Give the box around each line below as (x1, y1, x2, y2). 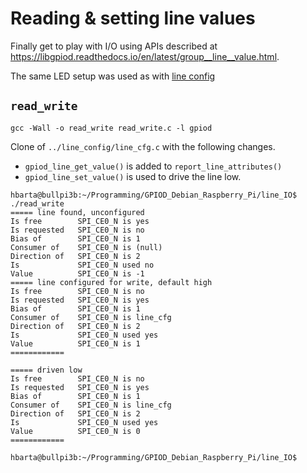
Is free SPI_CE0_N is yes (10, 216, 150, 226)
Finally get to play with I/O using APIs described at (10, 40, 218, 52)
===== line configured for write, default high (10, 277, 213, 287)
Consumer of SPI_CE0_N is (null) (10, 242, 163, 252)
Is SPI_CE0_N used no (10, 260, 155, 270)
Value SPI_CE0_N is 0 (10, 426, 141, 436)
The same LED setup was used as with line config (10, 70, 216, 82)
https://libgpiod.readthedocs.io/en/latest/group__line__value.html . (10, 50, 280, 62)
